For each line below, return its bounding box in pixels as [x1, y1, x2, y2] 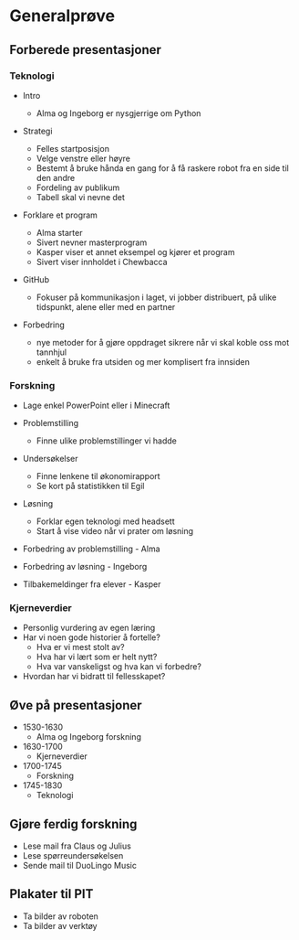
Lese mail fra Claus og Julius [22, 840, 132, 851]
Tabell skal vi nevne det [36, 191, 126, 202]
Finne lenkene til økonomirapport [36, 471, 161, 482]
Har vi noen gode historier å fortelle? [22, 632, 161, 643]
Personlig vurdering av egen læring [22, 623, 156, 634]
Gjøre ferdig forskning [9, 816, 138, 832]
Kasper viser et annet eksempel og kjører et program [36, 246, 235, 257]
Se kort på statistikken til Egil [36, 481, 145, 492]
